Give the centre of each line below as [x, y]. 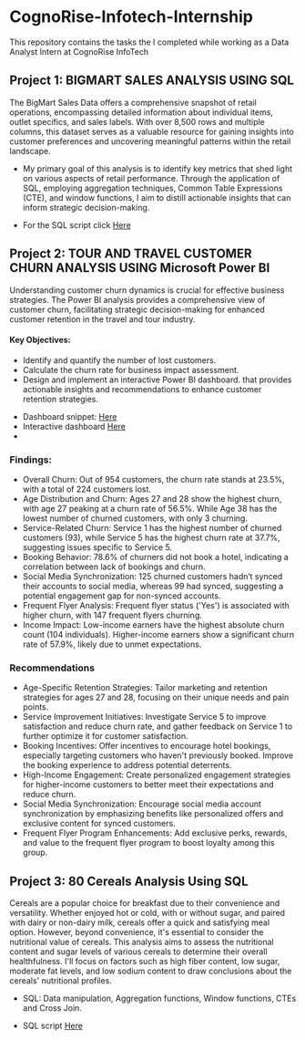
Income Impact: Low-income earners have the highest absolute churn [153, 625]
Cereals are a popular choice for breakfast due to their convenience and [145, 903]
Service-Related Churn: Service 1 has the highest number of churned [152, 528]
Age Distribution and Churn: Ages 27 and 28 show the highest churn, [152, 499]
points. [36, 707]
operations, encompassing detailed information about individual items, [141, 112]
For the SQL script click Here [77, 224]
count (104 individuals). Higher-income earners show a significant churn [158, 635]
